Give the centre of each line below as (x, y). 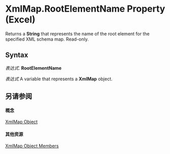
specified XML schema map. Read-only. (47, 39)
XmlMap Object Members (32, 146)
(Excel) (20, 20)
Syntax (17, 55)
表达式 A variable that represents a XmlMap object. (59, 79)
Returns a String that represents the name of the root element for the (77, 34)
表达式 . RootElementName (33, 68)
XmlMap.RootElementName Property (85, 9)
